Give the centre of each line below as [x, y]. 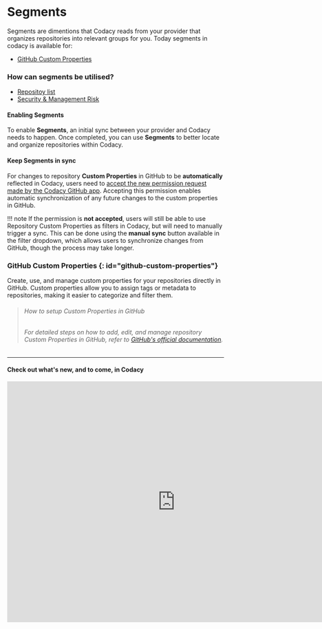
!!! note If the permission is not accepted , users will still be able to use [107, 218]
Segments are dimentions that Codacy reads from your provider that [104, 31]
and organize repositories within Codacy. [65, 145]
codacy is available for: [40, 45]
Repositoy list [36, 92]
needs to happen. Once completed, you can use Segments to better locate [114, 138]
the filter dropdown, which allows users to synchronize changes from [105, 240]
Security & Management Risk [58, 99]
